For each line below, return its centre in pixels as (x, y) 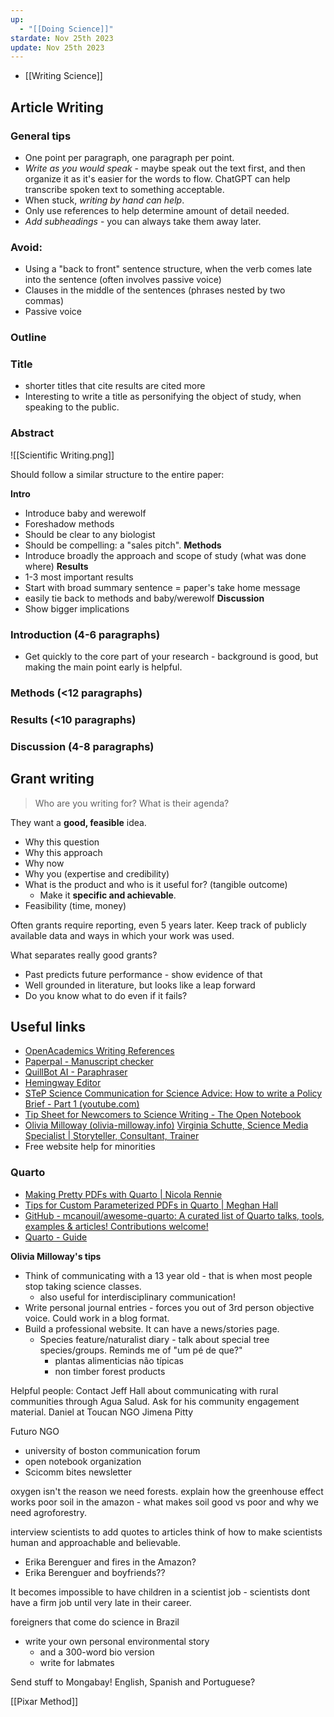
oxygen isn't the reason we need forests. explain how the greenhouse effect (167, 1491)
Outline (28, 338)
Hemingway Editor (63, 1083)
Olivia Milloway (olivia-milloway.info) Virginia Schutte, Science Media (166, 1125)
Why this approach (63, 852)
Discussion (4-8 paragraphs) (82, 746)
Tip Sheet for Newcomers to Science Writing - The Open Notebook (163, 1115)
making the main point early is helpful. (103, 667)
